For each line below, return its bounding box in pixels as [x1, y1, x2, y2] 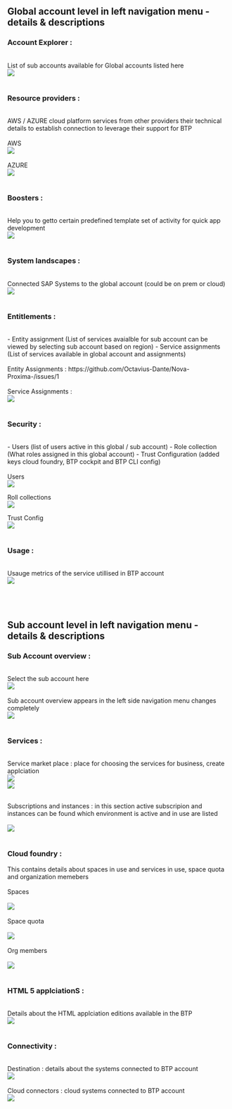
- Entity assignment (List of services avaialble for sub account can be [7, 335, 209, 343]
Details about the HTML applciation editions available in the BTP [7, 1009, 193, 1018]
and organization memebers [7, 872, 89, 881]
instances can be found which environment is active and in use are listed [7, 810, 218, 818]
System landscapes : [7, 256, 81, 266]
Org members [7, 946, 48, 954]
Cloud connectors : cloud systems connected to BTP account [7, 1087, 185, 1095]
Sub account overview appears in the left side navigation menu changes [7, 696, 217, 705]
